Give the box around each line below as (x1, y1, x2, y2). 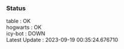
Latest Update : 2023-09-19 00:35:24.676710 (6, 37, 119, 44)
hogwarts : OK (6, 24, 42, 31)
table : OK (6, 18, 31, 25)
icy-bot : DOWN (6, 30, 46, 37)
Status (6, 4, 26, 12)
